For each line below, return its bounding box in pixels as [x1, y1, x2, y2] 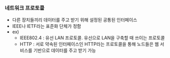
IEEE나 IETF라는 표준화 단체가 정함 [12, 23, 81, 29]
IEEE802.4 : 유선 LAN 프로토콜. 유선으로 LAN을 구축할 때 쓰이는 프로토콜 [19, 35, 165, 41]
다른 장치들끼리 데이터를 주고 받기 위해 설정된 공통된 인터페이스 [12, 17, 137, 23]
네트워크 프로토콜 [5, 4, 45, 11]
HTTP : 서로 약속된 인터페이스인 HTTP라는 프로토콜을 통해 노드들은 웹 [19, 41, 159, 47]
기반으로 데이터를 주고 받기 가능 [33, 47, 96, 53]
